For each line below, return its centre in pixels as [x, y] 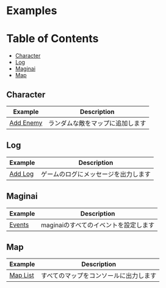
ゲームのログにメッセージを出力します [96, 174]
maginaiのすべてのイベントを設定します [98, 225]
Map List [22, 275]
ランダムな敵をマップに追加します [97, 123]
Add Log [22, 173]
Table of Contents [52, 39]
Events [19, 224]
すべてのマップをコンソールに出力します [99, 276]
